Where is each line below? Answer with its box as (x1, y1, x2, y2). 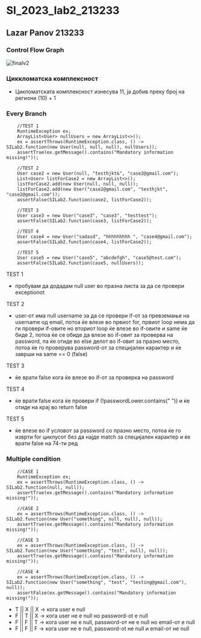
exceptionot (14, 289, 45, 296)
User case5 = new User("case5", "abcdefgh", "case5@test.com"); (17, 255, 182, 261)
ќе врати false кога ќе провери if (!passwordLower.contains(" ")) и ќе (14, 397, 190, 404)
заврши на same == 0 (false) (14, 351, 88, 358)
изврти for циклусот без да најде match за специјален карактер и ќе (14, 433, 191, 440)
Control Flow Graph (6, 46, 64, 54)
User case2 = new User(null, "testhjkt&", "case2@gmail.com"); (17, 170, 179, 177)
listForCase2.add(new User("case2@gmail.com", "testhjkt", (17, 186, 169, 193)
